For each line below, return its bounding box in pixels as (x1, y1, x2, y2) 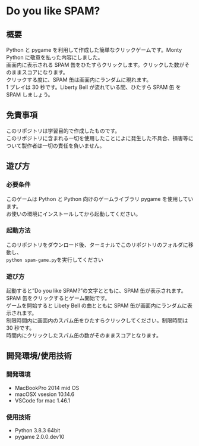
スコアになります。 (21, 69, 68, 76)
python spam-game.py (6, 257, 58, 263)
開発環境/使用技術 (6, 351, 72, 361)
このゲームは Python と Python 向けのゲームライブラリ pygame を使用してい (6, 195, 194, 202)
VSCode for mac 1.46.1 (14, 397, 70, 404)
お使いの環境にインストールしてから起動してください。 (6, 210, 141, 217)
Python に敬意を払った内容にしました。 (6, 54, 103, 61)
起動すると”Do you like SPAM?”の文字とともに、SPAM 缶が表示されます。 (6, 287, 187, 295)
